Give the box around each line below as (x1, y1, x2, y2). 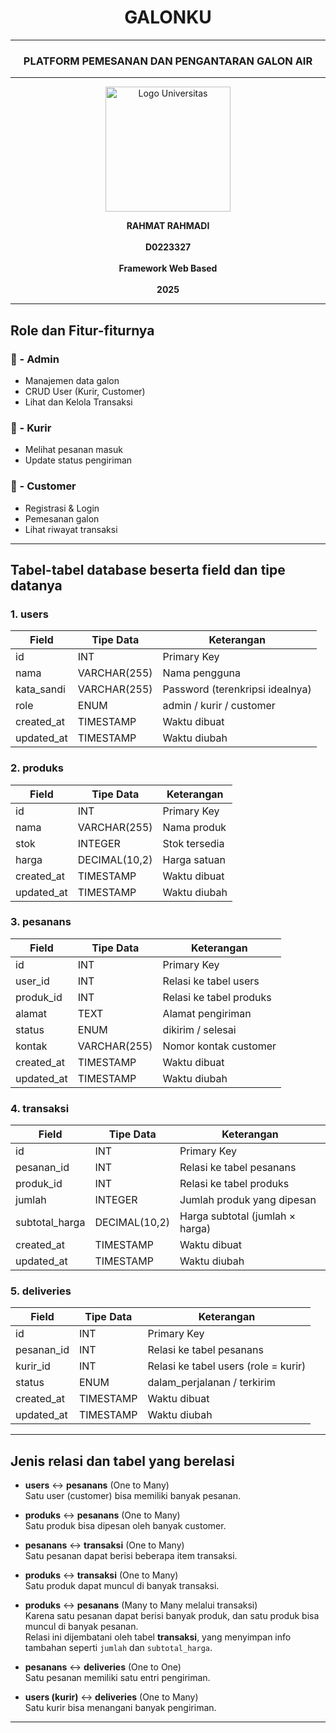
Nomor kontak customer (162, 1039, 277, 1053)
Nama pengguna (162, 666, 242, 680)
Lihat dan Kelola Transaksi (24, 396, 133, 408)
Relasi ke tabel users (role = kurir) (147, 1359, 307, 1373)
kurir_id (15, 1359, 51, 1373)
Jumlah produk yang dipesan (179, 1193, 317, 1207)
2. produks (10, 761, 64, 775)
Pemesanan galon (24, 512, 100, 525)
